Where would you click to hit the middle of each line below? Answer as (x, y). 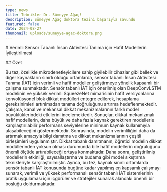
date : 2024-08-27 (23, 29)
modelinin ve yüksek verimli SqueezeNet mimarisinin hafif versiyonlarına (80, 93)
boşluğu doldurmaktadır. (31, 184)
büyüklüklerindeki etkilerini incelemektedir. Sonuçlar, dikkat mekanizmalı (80, 115)
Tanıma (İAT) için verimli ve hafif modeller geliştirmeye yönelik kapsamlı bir (82, 83)
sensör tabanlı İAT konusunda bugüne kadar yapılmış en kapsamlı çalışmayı (83, 168)
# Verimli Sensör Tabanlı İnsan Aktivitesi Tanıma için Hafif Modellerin (76, 47)
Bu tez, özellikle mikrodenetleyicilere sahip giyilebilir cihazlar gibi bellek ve (82, 72)
